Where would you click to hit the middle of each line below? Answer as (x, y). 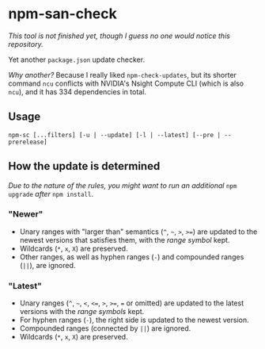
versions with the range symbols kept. (82, 312)
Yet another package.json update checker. (76, 59)
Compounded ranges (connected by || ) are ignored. (105, 328)
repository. (26, 44)
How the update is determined (84, 166)
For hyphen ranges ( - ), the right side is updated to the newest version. (134, 320)
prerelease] (28, 142)
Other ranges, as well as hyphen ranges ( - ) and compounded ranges (132, 257)
